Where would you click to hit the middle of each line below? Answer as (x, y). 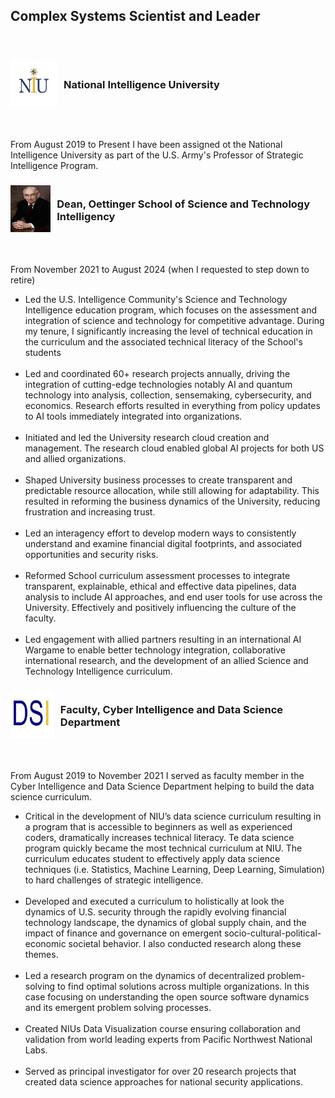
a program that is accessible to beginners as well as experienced (158, 826)
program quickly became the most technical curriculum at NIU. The (163, 848)
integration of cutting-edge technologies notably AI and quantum (158, 385)
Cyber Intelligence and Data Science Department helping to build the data (162, 786)
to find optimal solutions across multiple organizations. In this (183, 986)
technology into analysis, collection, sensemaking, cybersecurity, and (168, 395)
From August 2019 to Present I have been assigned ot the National (146, 145)
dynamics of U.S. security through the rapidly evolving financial (155, 911)
